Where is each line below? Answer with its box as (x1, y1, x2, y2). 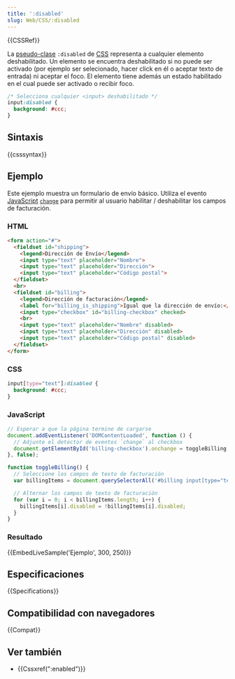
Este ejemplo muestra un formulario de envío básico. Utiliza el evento (7, 189, 207, 197)
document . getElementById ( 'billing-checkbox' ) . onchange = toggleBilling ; (13, 445, 230, 452)
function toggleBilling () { (7, 464, 90, 471)
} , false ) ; (7, 452, 39, 459)
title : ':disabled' (7, 10, 64, 17)
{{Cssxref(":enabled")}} (17, 665, 86, 673)
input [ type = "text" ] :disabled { (7, 380, 99, 387)
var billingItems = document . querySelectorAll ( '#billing (13, 477, 183, 485)
